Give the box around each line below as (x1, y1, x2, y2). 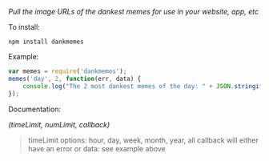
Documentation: (8, 104, 62, 114)
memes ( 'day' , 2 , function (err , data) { (8, 74, 142, 83)
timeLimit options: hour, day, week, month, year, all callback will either (27, 135, 259, 145)
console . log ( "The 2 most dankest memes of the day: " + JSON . (22, 82, 235, 91)
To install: (8, 22, 40, 31)
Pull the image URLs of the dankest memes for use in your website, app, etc (8, 7, 259, 16)
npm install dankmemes (8, 38, 84, 46)
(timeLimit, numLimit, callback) (8, 119, 110, 129)
